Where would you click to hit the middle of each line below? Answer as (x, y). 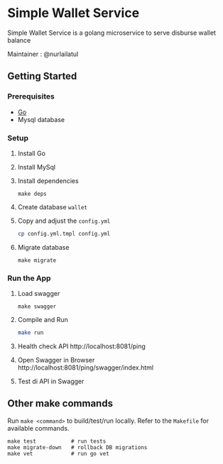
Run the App (29, 278)
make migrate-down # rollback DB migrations (77, 447)
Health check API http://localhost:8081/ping (81, 346)
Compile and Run (43, 320)
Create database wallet (52, 206)
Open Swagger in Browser (56, 360)
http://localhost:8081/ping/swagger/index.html (86, 368)
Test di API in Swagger (51, 381)
